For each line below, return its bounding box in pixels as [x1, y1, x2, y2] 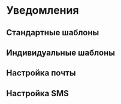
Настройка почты [6, 68, 76, 78]
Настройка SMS [6, 88, 69, 99]
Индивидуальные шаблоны [6, 47, 116, 57]
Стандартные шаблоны [6, 27, 99, 38]
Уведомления [6, 4, 79, 17]
